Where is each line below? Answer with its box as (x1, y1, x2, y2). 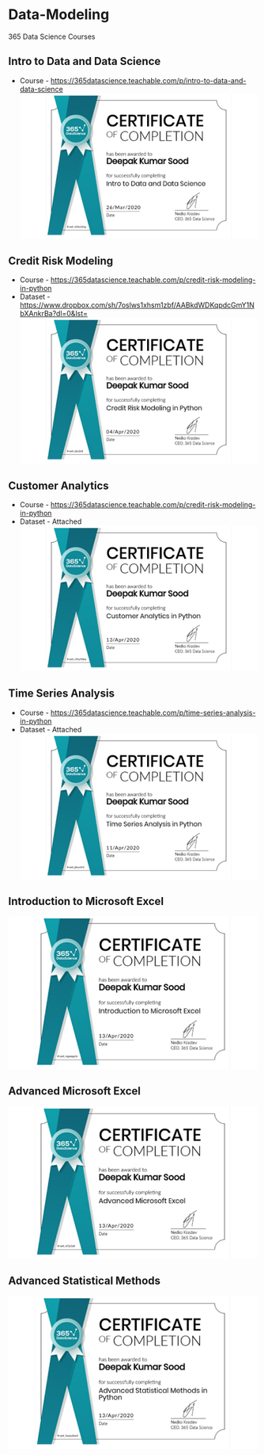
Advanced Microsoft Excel (8, 1084, 141, 1098)
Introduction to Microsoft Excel (8, 894, 164, 908)
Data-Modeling (8, 6, 110, 24)
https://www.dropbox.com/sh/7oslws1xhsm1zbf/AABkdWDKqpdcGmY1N (19, 300, 255, 310)
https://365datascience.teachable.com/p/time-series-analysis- (50, 708, 256, 717)
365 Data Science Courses (8, 32, 96, 41)
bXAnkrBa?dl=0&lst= (19, 309, 89, 319)
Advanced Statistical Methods (8, 1274, 160, 1288)
